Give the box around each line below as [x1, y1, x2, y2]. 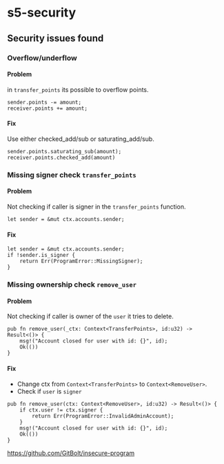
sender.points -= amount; [7, 99, 81, 106]
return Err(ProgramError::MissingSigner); [19, 258, 143, 265]
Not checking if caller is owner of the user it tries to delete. [7, 312, 174, 320]
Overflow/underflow [7, 53, 77, 63]
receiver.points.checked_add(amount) [7, 154, 116, 161]
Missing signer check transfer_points [7, 170, 136, 180]
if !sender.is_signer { [7, 252, 76, 259]
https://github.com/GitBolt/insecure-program [7, 449, 135, 457]
